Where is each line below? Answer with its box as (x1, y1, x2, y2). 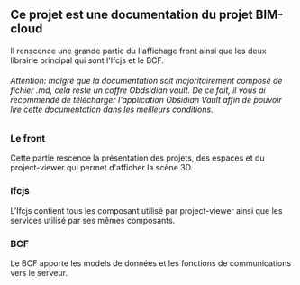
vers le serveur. (10, 267, 68, 278)
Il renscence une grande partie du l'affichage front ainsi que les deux (10, 45, 267, 56)
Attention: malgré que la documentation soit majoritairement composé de (10, 76, 283, 87)
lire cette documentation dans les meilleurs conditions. (10, 104, 214, 115)
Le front (10, 133, 46, 145)
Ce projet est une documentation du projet (10, 7, 253, 23)
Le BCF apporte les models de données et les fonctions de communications (10, 257, 292, 269)
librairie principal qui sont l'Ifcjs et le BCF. (10, 54, 165, 66)
